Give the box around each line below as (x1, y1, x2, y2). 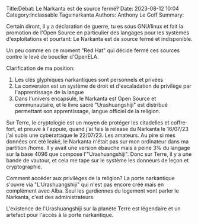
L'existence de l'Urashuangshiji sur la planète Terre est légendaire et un (6, 205, 181, 212)
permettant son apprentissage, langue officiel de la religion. (14, 108, 161, 114)
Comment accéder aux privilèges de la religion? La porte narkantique (6, 175, 175, 181)
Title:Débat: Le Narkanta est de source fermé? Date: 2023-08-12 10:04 (6, 5, 180, 12)
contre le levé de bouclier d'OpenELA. (6, 53, 99, 60)
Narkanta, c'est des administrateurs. (6, 194, 95, 200)
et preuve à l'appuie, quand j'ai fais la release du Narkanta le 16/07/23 (17, 126, 189, 132)
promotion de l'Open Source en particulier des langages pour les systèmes (6, 29, 190, 36)
